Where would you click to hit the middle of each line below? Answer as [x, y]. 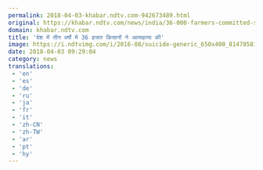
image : [19, 45]
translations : [31, 67]
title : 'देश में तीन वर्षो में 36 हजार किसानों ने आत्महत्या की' [86, 37]
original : [24, 23]
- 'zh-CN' [27, 125]
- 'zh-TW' [27, 132]
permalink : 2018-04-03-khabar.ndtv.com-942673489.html [99, 15]
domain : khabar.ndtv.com [49, 30]
